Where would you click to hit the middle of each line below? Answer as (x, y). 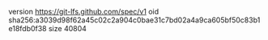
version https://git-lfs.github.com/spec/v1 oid (84, 12)
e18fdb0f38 (28, 28)
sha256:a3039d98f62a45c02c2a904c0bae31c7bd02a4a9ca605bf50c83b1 (134, 20)
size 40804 (68, 28)
